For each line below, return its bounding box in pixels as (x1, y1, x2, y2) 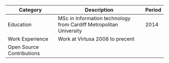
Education (8, 21, 32, 28)
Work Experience (8, 35, 49, 42)
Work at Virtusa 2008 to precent (57, 35, 135, 42)
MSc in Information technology (57, 15, 131, 21)
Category (19, 6, 42, 13)
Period (145, 6, 161, 13)
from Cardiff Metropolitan (57, 21, 118, 28)
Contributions (8, 50, 40, 56)
